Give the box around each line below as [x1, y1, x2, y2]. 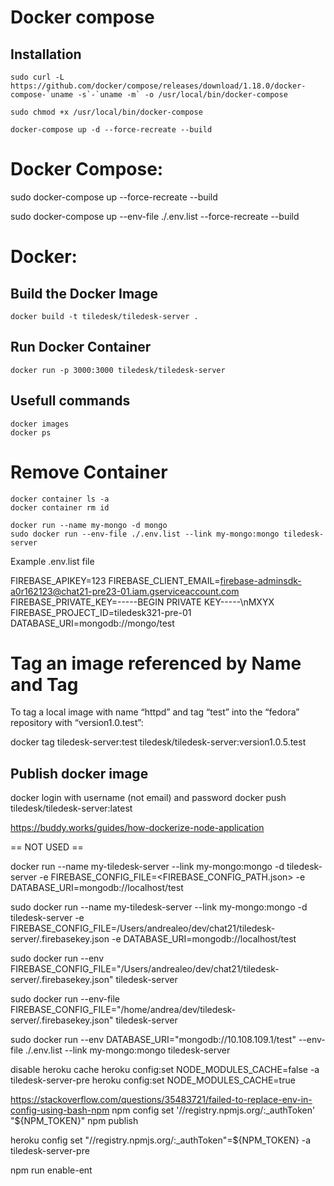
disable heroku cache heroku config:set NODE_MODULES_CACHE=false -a [10, 1064, 320, 1076]
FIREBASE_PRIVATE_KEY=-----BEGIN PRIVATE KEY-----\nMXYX [10, 596, 275, 608]
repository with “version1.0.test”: [10, 717, 144, 729]
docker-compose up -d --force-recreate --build [10, 125, 213, 135]
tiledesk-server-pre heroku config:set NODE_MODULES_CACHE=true [10, 1074, 296, 1086]
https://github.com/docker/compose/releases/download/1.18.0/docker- [10, 81, 307, 91]
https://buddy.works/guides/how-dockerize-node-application [10, 822, 265, 834]
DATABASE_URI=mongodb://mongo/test [10, 617, 175, 629]
